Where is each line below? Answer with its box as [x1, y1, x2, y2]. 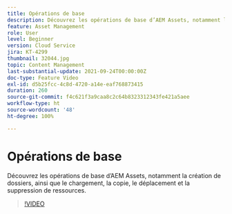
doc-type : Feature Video [7, 74, 79, 81]
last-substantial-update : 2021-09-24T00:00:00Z [7, 68, 147, 75]
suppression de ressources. [7, 186, 86, 194]
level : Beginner [7, 36, 54, 43]
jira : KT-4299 [7, 49, 48, 56]
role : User [7, 29, 39, 37]
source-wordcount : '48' [7, 106, 76, 113]
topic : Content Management [7, 61, 85, 68]
